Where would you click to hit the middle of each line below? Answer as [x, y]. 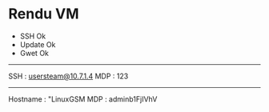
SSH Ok [33, 36]
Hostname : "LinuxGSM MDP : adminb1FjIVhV [83, 99]
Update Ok [38, 44]
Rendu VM [44, 14]
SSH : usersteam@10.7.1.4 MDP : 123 [68, 76]
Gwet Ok [34, 53]
